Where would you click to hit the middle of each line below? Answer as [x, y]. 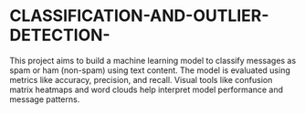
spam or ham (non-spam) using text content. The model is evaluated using [150, 70]
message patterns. [45, 99]
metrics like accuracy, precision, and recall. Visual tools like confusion [141, 79]
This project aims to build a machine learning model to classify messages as [153, 60]
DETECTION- [60, 35]
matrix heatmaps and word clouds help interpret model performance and [147, 89]
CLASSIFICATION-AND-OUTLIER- [139, 16]
